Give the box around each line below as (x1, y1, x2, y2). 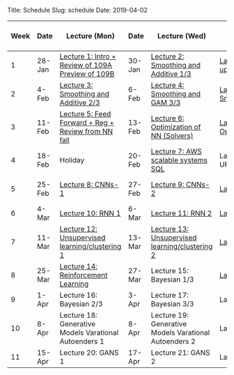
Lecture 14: (59, 261, 97, 271)
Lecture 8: (59, 180, 93, 189)
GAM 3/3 (150, 98, 181, 107)
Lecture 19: (150, 310, 189, 320)
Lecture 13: (150, 224, 189, 234)
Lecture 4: (150, 80, 185, 90)
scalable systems (150, 155, 208, 164)
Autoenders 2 (150, 337, 196, 346)
